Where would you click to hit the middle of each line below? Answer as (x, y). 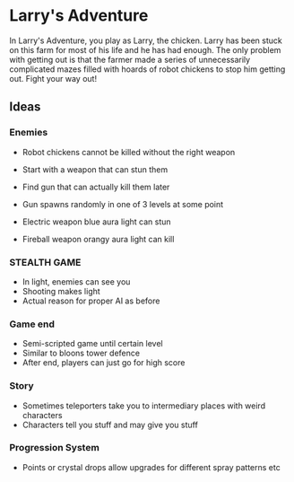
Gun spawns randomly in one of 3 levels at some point (123, 204)
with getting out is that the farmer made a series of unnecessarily (130, 59)
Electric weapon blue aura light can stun (97, 222)
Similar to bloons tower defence (81, 353)
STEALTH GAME (45, 262)
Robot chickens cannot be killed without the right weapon (129, 152)
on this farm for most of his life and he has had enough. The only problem (145, 49)
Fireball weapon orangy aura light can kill (98, 239)
